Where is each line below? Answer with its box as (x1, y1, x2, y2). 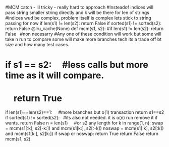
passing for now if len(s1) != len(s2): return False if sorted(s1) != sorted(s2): (5, 20, 161, 26)
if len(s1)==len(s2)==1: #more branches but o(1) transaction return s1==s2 (5, 109, 164, 115)
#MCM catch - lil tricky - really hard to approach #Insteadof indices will (5, 5, 154, 10)
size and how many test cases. (5, 42, 70, 47)
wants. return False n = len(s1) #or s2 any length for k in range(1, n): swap (5, 120, 163, 126)
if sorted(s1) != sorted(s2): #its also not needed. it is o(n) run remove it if (5, 115, 158, 121)
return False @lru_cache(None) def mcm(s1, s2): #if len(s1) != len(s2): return (5, 26, 164, 32)
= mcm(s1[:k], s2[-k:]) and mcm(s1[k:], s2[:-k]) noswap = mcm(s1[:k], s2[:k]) (5, 125, 164, 131)
